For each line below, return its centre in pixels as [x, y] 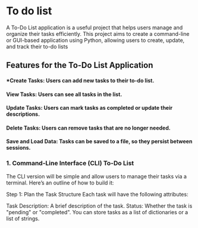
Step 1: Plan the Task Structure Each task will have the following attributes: [97, 194]
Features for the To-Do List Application [80, 65]
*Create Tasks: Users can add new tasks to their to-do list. [80, 80]
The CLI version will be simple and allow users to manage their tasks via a [97, 176]
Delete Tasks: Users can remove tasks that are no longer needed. [88, 128]
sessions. [18, 148]
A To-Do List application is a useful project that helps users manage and [95, 27]
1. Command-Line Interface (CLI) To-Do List [70, 164]
